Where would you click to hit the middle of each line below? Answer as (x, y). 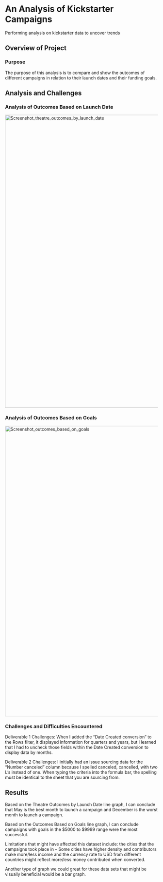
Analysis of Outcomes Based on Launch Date (59, 107)
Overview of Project (36, 48)
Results (17, 793)
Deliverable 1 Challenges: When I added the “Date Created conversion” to (78, 737)
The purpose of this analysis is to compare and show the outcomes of (75, 73)
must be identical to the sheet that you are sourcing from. (62, 777)
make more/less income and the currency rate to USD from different (73, 854)
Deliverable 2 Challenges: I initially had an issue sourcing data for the (74, 762)
